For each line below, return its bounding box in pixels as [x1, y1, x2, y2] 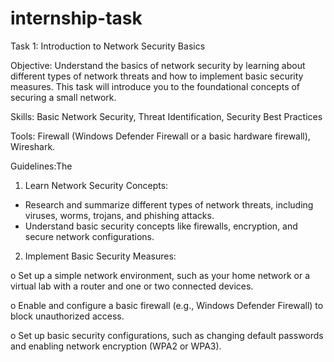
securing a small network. [10, 91, 117, 103]
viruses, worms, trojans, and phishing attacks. [24, 209, 215, 221]
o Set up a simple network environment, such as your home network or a [10, 269, 311, 281]
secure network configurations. [24, 230, 155, 242]
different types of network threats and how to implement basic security [10, 70, 304, 82]
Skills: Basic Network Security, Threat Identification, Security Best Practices [10, 110, 323, 122]
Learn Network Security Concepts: [24, 179, 169, 191]
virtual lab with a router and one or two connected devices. [10, 280, 254, 292]
